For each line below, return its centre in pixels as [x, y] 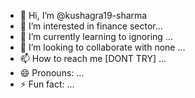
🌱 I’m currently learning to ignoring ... [96, 36]
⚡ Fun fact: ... [47, 84]
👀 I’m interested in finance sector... [91, 26]
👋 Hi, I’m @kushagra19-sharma [83, 15]
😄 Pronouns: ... [52, 73]
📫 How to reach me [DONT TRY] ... [93, 58]
